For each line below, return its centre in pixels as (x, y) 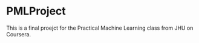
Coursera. (19, 34)
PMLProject (36, 11)
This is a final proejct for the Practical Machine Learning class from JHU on (100, 28)
